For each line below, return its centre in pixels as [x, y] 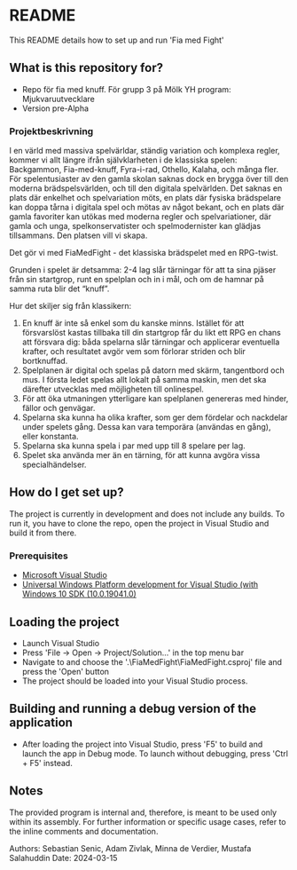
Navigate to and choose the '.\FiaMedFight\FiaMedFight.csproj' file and [152, 661]
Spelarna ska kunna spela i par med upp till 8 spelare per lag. [133, 446]
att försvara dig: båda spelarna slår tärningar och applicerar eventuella [151, 342]
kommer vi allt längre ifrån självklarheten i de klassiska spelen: [123, 160]
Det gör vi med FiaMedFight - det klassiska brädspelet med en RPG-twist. [144, 253]
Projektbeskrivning [51, 131]
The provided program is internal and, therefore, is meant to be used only [143, 812]
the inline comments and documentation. [84, 831]
